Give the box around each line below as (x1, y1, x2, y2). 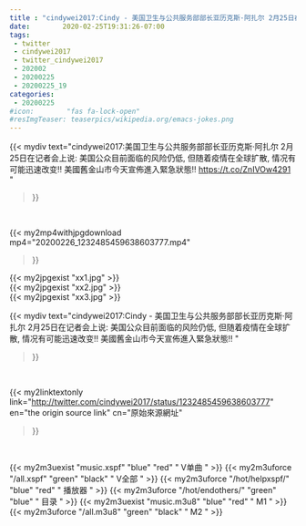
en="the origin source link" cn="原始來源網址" (9, 407, 183, 418)
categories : (9, 89, 55, 98)
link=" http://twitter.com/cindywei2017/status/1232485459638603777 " (9, 397, 275, 407)
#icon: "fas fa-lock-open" (9, 107, 141, 116)
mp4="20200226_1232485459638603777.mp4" (9, 237, 191, 248)
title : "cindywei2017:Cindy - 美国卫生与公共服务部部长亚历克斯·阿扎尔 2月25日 (9, 13, 295, 23)
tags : (9, 30, 30, 39)
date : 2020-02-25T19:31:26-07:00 (9, 22, 166, 31)
